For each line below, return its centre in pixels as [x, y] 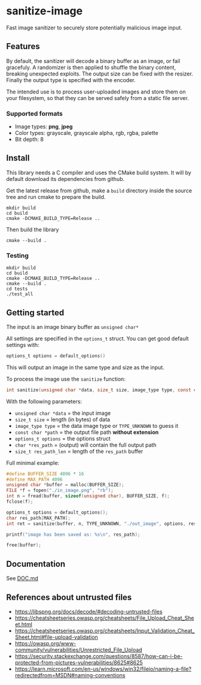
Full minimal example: [33, 463]
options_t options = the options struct [63, 438]
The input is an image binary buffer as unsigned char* [72, 327]
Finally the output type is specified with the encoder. [71, 80]
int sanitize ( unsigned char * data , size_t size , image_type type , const [99, 390]
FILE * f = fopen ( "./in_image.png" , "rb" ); [60, 491]
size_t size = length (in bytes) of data [63, 419]
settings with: [23, 345]
